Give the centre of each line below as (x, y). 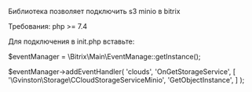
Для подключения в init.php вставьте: (71, 41)
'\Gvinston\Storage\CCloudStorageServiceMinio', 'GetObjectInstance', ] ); (126, 80)
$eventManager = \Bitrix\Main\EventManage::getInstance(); (105, 57)
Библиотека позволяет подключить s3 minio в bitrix (94, 11)
